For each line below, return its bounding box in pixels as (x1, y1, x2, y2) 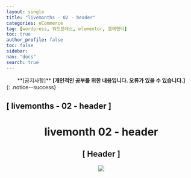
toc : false (6, 43, 34, 49)
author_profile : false (6, 37, 63, 43)
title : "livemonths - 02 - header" (6, 14, 96, 21)
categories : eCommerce (6, 20, 63, 26)
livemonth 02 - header (44, 125, 158, 139)
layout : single (6, 8, 45, 15)
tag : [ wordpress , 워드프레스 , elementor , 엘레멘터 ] (6, 25, 128, 32)
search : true (6, 59, 39, 65)
